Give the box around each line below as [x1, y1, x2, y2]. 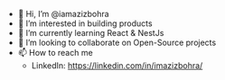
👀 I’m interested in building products [17, 18, 153, 29]
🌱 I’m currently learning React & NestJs [17, 28, 164, 38]
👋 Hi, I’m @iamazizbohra [17, 9, 110, 19]
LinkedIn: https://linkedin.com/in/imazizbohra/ [31, 60, 203, 71]
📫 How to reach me [17, 48, 93, 58]
